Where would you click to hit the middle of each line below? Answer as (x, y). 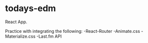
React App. (16, 22)
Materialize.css (20, 36)
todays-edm (31, 8)
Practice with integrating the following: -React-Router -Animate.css (73, 31)
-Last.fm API (49, 36)
